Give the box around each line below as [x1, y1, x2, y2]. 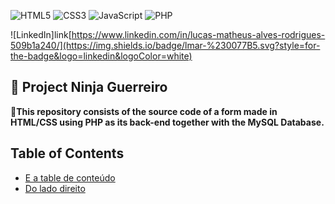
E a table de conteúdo [24, 171, 116, 184]
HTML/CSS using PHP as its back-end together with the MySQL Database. [10, 116, 325, 128]
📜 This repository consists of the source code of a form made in [10, 105, 278, 117]
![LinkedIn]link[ [10, 29, 72, 40]
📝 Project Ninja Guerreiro [10, 79, 168, 96]
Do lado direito [24, 182, 86, 194]
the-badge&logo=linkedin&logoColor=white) [10, 50, 193, 62]
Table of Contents [10, 145, 125, 162]
